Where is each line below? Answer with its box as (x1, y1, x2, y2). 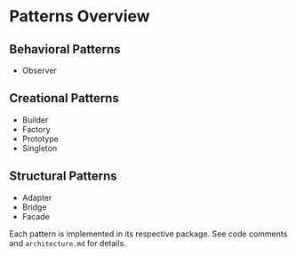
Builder (21, 114, 49, 125)
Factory (21, 124, 51, 134)
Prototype (21, 133, 60, 144)
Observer (21, 65, 58, 76)
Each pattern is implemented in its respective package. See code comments (9, 228, 288, 239)
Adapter (21, 192, 52, 203)
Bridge (21, 202, 47, 212)
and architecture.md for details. (9, 237, 126, 248)
